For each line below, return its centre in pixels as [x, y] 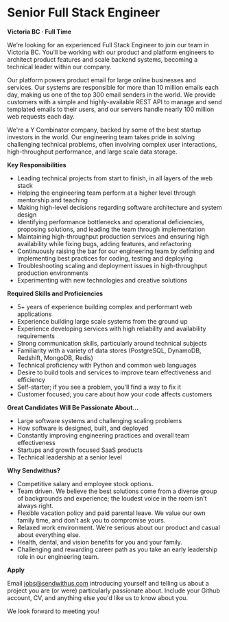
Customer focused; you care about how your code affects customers [114, 394]
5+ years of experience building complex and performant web [105, 307]
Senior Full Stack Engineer [84, 13]
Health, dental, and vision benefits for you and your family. [100, 542]
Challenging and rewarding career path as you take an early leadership [117, 549]
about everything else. [49, 535]
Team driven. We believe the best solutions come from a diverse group [117, 491]
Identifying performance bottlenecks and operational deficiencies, [110, 222]
